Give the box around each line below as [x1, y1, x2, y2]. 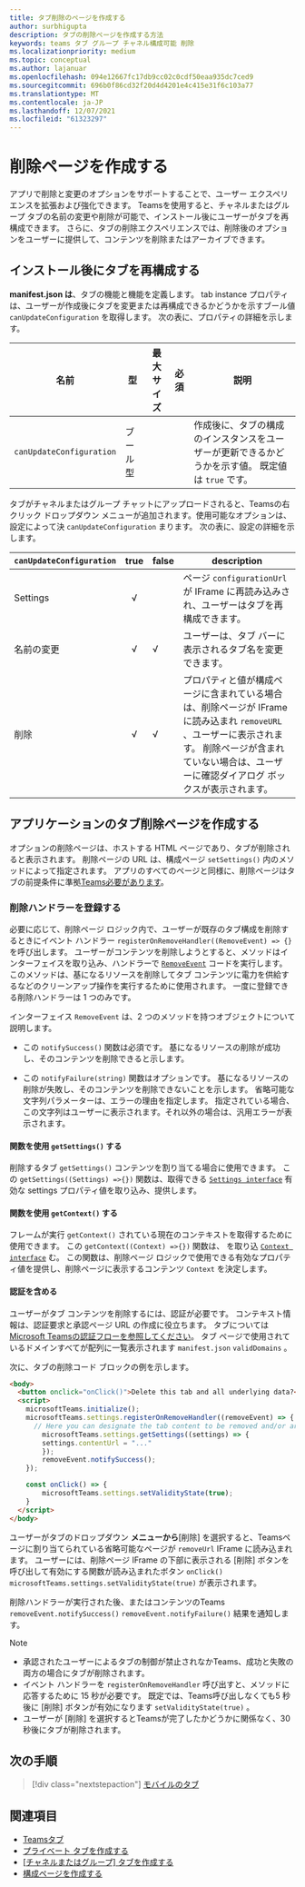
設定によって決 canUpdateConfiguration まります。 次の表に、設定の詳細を [9, 521, 288, 531]
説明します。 [9, 1022, 57, 1033]
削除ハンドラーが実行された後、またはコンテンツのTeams [9, 1596, 225, 1607]
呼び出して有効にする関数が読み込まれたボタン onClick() [9, 1565, 224, 1576]
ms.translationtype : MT [9, 89, 100, 98]
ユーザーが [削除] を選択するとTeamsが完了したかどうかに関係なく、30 [22, 1713, 290, 1723]
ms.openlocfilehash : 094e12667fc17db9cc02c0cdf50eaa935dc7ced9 [9, 73, 254, 82]
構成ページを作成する [22, 1868, 103, 1879]
